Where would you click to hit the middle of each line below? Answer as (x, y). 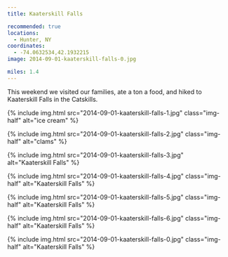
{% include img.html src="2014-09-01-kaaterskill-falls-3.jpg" (95, 154)
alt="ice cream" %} (51, 120)
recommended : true (34, 26)
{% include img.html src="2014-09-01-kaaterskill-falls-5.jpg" (95, 197)
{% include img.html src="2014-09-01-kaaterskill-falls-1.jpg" (95, 112)
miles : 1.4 (23, 72)
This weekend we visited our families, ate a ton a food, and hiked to (105, 91)
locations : (23, 33)
